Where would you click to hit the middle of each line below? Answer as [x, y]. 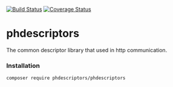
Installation [23, 65]
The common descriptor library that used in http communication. [87, 50]
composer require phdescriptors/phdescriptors [66, 78]
